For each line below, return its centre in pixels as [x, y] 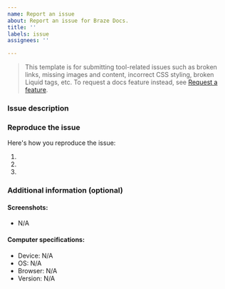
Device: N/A [35, 255]
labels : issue [28, 34]
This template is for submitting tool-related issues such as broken [121, 67]
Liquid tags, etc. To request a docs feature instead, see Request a [121, 82]
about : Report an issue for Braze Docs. [68, 21]
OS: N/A [30, 263]
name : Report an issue [41, 14]
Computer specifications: [46, 240]
